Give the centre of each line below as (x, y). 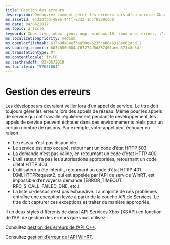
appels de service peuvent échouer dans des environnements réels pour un (84, 122)
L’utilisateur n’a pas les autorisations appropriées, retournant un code (84, 159)
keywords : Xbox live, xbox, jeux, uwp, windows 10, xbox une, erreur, (81, 34)
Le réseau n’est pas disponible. (45, 143)
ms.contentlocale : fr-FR (31, 57)
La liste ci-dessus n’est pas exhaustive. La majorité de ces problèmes (85, 192)
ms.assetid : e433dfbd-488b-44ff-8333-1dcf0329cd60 (60, 19)
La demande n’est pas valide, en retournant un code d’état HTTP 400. (85, 154)
